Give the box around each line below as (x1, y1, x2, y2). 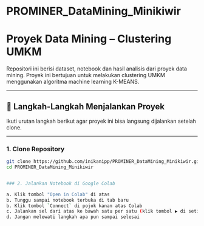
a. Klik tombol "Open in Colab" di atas (6, 191, 110, 197)
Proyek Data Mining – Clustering (6, 32, 172, 46)
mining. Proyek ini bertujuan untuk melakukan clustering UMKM (6, 72, 166, 79)
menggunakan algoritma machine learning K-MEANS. (6, 78, 140, 86)
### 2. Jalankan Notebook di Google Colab (6, 180, 115, 187)
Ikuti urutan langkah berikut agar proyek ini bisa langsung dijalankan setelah (6, 117, 196, 125)
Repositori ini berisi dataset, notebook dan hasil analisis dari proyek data (6, 65, 187, 72)
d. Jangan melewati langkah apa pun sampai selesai (6, 214, 140, 220)
